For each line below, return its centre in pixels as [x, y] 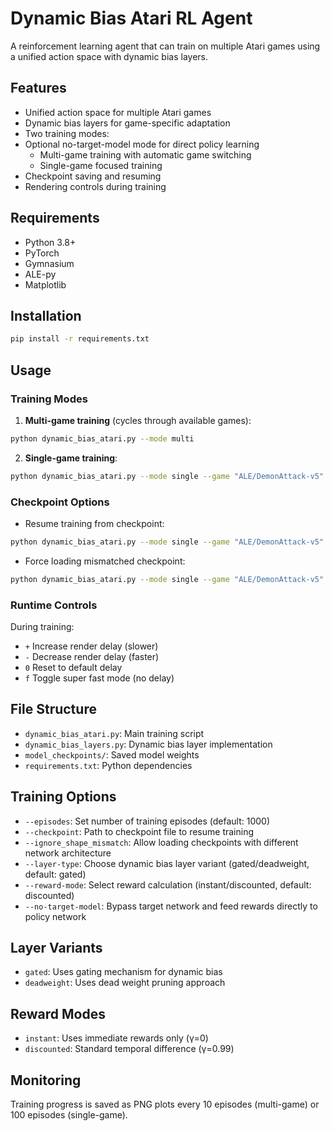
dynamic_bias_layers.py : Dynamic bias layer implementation [148, 744]
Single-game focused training [101, 165]
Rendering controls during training [95, 186]
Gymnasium [49, 263]
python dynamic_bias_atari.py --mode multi [102, 438]
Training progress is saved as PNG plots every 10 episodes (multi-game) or [165, 1104]
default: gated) [55, 874]
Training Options [63, 797]
